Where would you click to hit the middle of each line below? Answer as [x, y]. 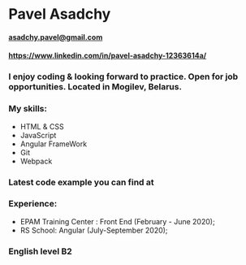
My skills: [28, 109]
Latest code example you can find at [81, 182]
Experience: [33, 204]
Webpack [36, 161]
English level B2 [41, 251]
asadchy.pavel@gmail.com [56, 37]
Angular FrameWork [54, 144]
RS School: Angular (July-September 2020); [94, 230]
